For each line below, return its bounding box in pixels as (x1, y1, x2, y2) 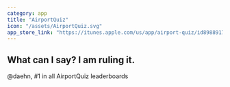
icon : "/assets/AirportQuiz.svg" (7, 22, 103, 29)
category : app (7, 10, 48, 17)
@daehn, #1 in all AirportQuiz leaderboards (7, 72, 129, 80)
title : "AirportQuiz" (7, 16, 69, 23)
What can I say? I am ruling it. (7, 54, 136, 65)
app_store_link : (7, 29, 53, 36)
